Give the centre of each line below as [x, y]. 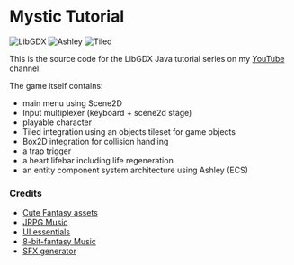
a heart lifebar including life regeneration [98, 160]
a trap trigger [47, 151]
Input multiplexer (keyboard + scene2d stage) [107, 112]
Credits [26, 193]
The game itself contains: [56, 85]
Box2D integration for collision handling [95, 141]
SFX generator [49, 251]
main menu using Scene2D [72, 103]
